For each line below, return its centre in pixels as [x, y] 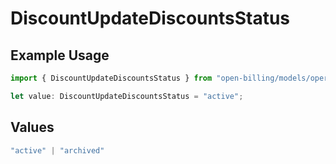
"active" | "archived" [57, 150]
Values [32, 127]
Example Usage [60, 55]
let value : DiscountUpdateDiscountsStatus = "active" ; [127, 96]
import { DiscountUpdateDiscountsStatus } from [111, 78]
